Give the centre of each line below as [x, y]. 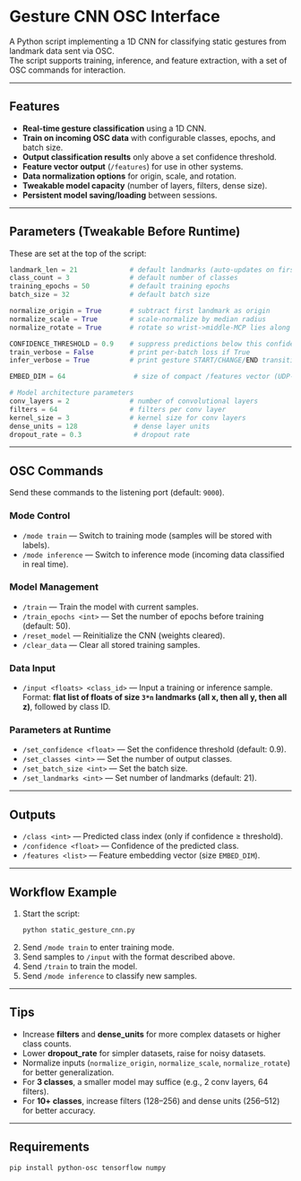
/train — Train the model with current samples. [110, 607]
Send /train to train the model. [80, 966]
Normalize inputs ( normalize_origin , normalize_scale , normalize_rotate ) [156, 1063]
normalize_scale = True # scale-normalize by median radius [138, 319]
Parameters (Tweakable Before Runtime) [125, 232]
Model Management [54, 587]
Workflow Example [63, 892]
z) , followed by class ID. [66, 707]
